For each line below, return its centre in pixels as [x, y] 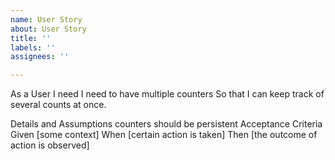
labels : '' [33, 47]
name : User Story [46, 19]
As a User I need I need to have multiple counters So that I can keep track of [167, 94]
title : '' [31, 38]
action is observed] [50, 145]
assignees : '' [40, 57]
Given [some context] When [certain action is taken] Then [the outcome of [164, 135]
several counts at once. [58, 105]
